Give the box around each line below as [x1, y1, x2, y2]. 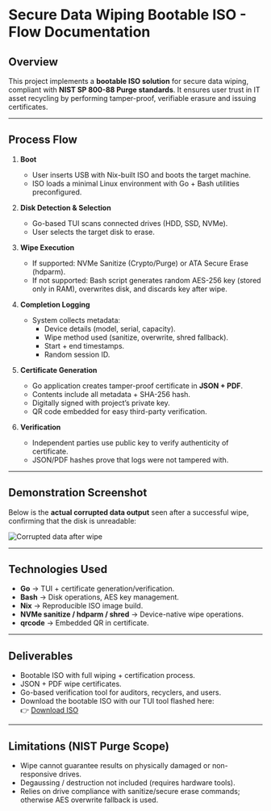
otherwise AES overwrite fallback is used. [19, 795, 159, 805]
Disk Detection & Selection [19, 203, 111, 212]
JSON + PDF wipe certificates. [19, 679, 123, 689]
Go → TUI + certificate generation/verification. [19, 583, 175, 594]
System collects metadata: [31, 315, 121, 324]
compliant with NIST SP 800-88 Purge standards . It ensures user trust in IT [8, 85, 261, 94]
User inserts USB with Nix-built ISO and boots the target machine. [31, 169, 252, 179]
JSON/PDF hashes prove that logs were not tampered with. [31, 454, 229, 465]
